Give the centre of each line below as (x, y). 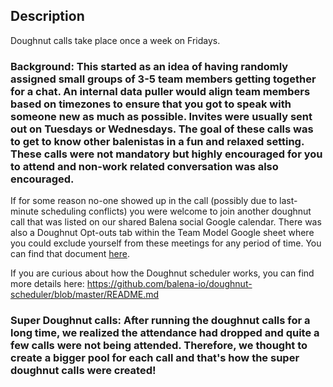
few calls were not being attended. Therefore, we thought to (159, 346)
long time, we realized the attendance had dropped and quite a (165, 333)
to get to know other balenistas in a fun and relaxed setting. (157, 141)
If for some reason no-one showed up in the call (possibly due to (144, 201)
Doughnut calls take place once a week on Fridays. (115, 40)
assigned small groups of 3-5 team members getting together (163, 79)
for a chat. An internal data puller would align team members (160, 91)
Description (47, 16)
